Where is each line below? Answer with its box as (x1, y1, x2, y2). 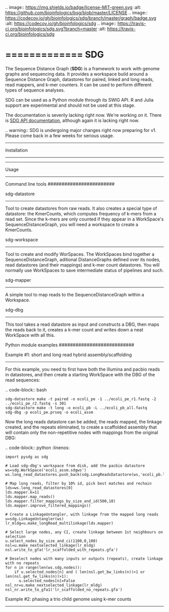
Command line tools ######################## (5, 181, 115, 187)
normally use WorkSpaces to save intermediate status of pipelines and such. (5, 267, 164, 273)
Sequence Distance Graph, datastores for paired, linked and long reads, (5, 76, 154, 82)
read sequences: (5, 377, 40, 383)
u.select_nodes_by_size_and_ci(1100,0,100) (5, 538, 98, 543)
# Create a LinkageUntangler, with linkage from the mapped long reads (5, 512, 158, 517)
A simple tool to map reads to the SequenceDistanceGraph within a (5, 291, 144, 297)
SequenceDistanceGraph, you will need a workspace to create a (5, 221, 138, 227)
